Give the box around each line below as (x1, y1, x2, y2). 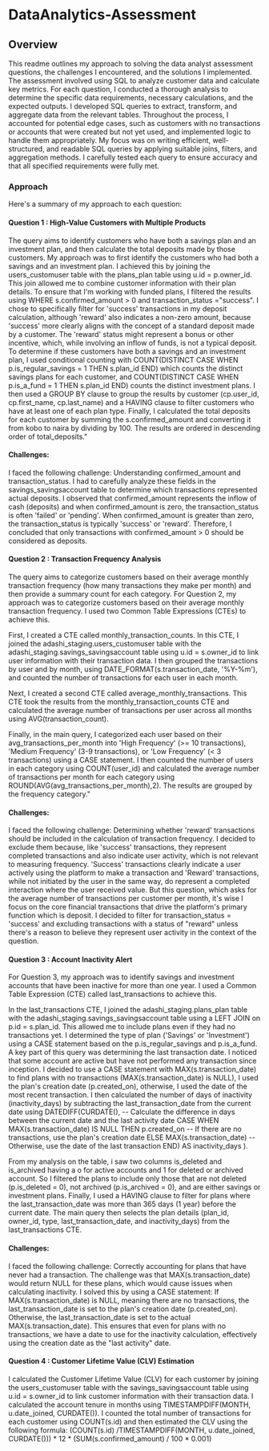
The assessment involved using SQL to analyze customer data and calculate (8, 76, 260, 85)
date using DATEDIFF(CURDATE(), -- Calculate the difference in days (8, 1107, 235, 1117)
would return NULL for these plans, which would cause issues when (8, 1278, 233, 1288)
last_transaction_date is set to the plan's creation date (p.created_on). (8, 1303, 239, 1313)
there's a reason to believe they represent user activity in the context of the (8, 928, 257, 938)
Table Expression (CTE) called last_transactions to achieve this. (8, 989, 218, 999)
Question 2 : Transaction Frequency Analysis (8, 554, 162, 564)
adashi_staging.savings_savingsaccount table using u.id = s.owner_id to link (8, 647, 259, 657)
